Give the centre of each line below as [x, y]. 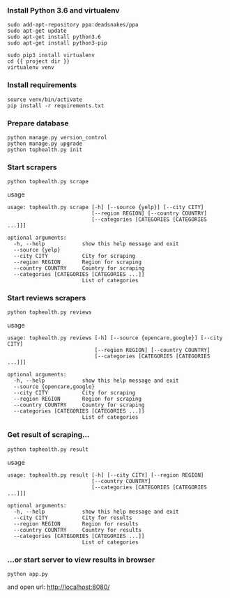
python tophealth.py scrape [48, 182]
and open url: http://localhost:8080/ [59, 587]
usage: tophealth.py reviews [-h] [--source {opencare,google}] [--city [115, 338]
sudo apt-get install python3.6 [54, 37]
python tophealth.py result [48, 449]
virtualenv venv [31, 68]
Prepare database [38, 123]
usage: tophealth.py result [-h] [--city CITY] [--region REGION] [106, 475]
